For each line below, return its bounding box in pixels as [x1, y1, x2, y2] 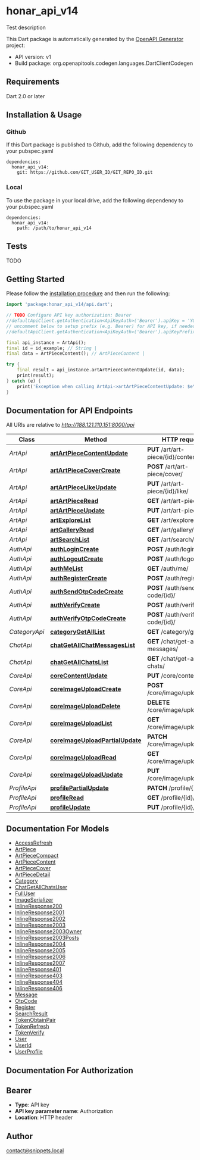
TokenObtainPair [14, 1017, 56, 1024]
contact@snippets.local [6, 1147, 64, 1154]
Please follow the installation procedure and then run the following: [6, 290, 170, 297]
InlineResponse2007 [14, 959, 65, 967]
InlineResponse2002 [14, 915, 65, 923]
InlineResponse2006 [14, 953, 66, 961]
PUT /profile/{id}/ [147, 803, 195, 812]
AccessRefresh [14, 839, 52, 846]
